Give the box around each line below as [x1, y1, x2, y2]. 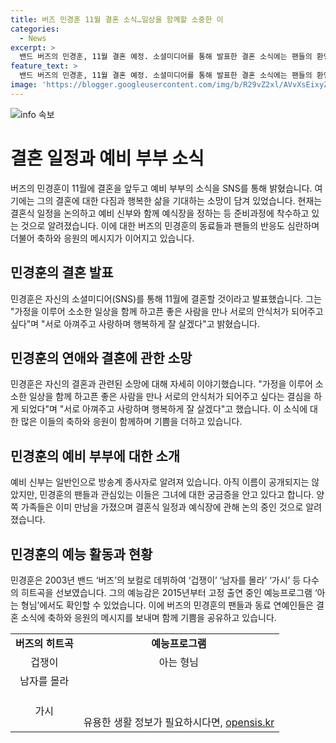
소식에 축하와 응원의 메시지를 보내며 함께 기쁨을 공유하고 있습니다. [20, 611, 277, 623]
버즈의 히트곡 [15, 636, 74, 650]
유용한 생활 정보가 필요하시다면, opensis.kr [83, 715, 275, 729]
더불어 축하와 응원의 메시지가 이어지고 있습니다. [10, 232, 195, 244]
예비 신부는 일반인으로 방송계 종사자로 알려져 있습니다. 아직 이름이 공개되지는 [10, 476, 310, 488]
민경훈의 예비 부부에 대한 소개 [10, 447, 181, 465]
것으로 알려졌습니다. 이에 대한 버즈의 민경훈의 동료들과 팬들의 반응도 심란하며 [20, 219, 320, 231]
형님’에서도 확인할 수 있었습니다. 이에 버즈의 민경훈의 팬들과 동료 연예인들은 [20, 599, 314, 611]
